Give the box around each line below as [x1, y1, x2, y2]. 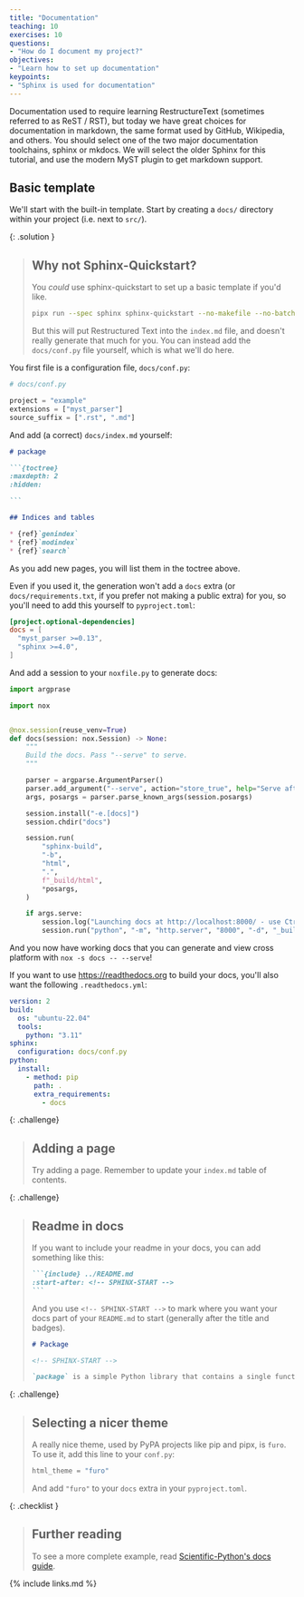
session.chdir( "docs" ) [25, 818, 111, 827]
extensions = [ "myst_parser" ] [9, 405, 124, 414]
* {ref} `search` [9, 546, 71, 555]
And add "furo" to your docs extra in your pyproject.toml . [31, 1483, 247, 1494]
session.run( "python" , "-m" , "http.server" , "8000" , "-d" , [42, 926, 270, 936]
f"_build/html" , [42, 876, 103, 885]
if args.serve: [25, 909, 83, 918]
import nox [9, 701, 51, 710]
